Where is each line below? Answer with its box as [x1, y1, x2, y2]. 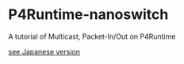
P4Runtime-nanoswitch [8, 6, 169, 24]
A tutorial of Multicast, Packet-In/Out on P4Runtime [8, 32, 176, 41]
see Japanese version [8, 47, 81, 56]
